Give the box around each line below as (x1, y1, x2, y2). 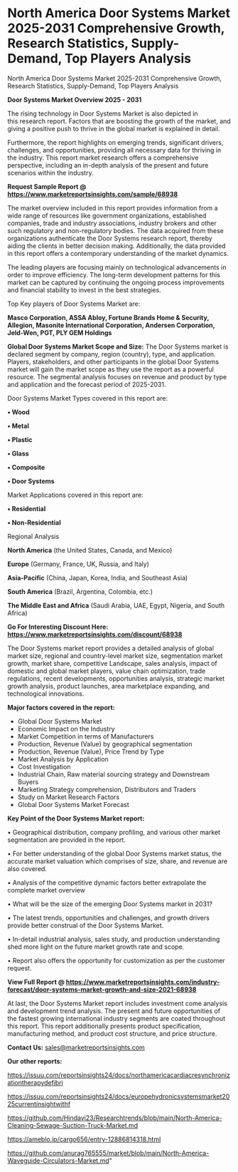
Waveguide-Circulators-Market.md (7, 1156, 110, 1165)
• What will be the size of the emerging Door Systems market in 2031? (7, 900, 213, 908)
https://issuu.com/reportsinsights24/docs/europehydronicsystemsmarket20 (7, 1092, 230, 1101)
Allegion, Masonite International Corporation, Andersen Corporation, (7, 321, 215, 329)
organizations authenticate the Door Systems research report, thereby (7, 234, 213, 242)
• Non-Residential (7, 518, 62, 527)
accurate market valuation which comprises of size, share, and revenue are (7, 857, 228, 865)
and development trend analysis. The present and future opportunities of (7, 1007, 221, 1015)
